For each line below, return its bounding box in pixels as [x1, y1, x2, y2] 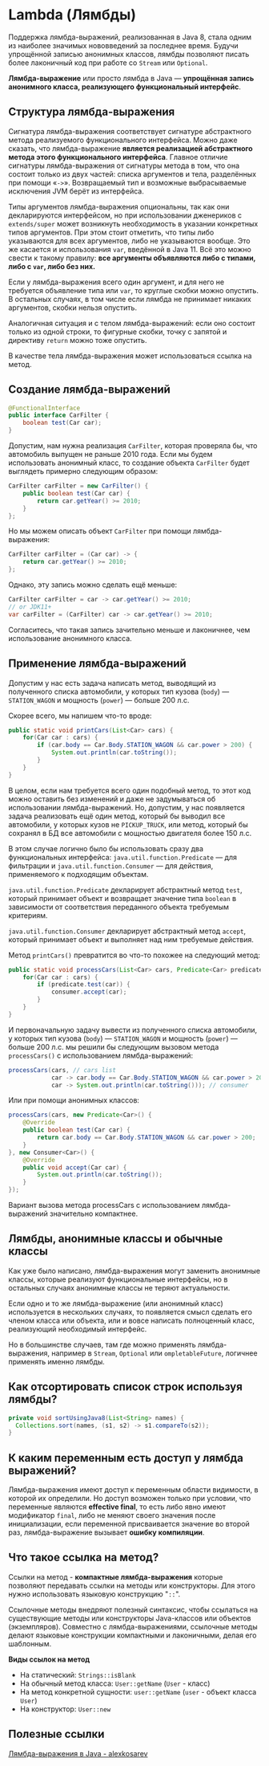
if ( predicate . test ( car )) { [37, 981, 130, 989]
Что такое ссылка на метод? [8, 1551, 159, 1564]
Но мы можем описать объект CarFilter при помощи [8, 526, 192, 536]
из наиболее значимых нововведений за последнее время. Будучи [8, 40, 239, 50]
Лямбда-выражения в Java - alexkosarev [8, 1748, 148, 1758]
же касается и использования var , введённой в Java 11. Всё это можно [8, 244, 252, 254]
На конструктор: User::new [19, 1704, 111, 1714]
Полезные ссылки [8, 1727, 105, 1741]
